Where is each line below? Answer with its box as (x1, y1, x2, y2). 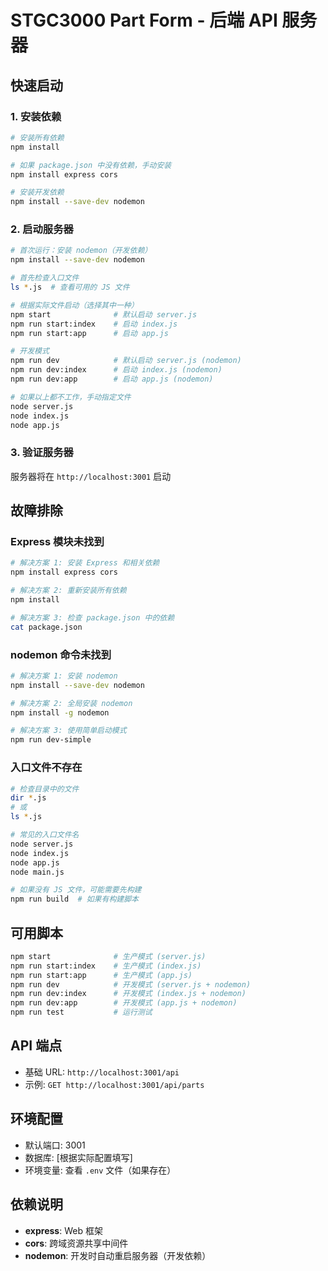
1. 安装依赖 (10, 109, 62, 123)
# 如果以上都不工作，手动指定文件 (10, 392, 132, 402)
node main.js (10, 867, 65, 877)
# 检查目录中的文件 (10, 784, 80, 794)
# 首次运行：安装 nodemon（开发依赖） (10, 246, 153, 256)
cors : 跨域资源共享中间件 (24, 1237, 129, 1249)
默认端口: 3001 (24, 1139, 86, 1151)
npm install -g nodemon (10, 707, 110, 718)
